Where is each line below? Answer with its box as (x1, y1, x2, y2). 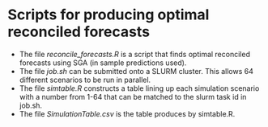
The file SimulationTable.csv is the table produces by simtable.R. (19, 109, 236, 118)
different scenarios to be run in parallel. (19, 75, 151, 84)
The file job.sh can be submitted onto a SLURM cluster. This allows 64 (19, 66, 254, 76)
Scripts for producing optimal (7, 6, 210, 24)
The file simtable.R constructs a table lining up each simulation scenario (19, 83, 260, 93)
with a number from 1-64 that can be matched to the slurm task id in (19, 92, 247, 101)
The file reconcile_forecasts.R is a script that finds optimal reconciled (19, 49, 250, 59)
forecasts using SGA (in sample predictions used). (19, 58, 187, 68)
